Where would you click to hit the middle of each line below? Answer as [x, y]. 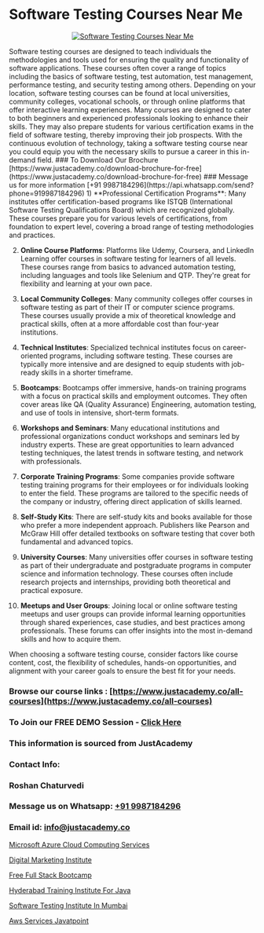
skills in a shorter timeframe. [87, 372]
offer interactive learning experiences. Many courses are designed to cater [130, 110]
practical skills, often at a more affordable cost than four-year [119, 324]
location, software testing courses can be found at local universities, [119, 93]
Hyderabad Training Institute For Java [70, 890]
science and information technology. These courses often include [126, 573]
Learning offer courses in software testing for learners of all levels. [128, 258]
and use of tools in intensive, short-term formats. [99, 412]
